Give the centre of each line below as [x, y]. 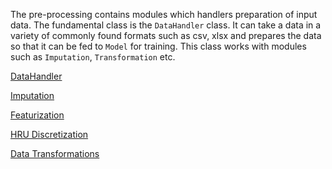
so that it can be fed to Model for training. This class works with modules [158, 46]
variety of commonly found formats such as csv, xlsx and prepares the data [166, 35]
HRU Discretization [49, 134]
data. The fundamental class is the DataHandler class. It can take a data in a [166, 25]
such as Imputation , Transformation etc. [93, 57]
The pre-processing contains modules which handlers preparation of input [164, 14]
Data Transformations [55, 153]
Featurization [37, 115]
